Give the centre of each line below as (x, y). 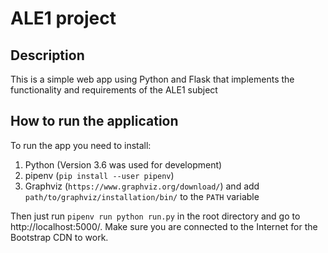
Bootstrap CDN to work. (59, 237)
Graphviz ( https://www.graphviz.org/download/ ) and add (142, 186)
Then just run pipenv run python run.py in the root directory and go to (155, 216)
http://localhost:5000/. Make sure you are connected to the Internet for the (164, 226)
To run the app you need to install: (81, 145)
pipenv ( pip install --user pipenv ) (99, 175)
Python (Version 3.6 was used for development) (123, 164)
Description (47, 55)
